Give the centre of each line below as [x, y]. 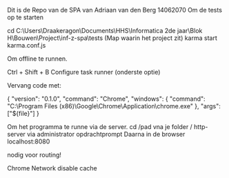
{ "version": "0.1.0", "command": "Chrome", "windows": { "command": [106, 99]
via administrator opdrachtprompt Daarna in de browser [106, 134]
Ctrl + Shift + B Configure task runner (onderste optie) [84, 72]
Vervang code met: [34, 85]
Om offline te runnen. [37, 59]
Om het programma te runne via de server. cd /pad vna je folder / [100, 127]
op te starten [25, 17]
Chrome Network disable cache [52, 168]
